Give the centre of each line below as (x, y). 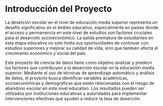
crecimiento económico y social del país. (46, 53)
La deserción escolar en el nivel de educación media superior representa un (81, 22)
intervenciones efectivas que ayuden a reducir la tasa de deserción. (73, 98)
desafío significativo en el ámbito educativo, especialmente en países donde (82, 27)
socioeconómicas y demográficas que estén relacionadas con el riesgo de (80, 83)
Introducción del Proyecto (59, 9)
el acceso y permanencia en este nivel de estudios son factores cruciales (79, 32)
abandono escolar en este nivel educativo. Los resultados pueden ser (75, 88)
